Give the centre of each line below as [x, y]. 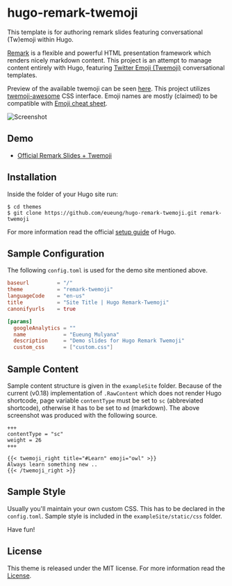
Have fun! [21, 529]
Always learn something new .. [52, 464]
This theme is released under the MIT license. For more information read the [116, 568]
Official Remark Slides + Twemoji [65, 155]
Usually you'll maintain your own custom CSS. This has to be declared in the [116, 508]
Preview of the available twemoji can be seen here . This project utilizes [109, 88]
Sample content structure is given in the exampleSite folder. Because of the [115, 385]
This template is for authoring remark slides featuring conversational [105, 32]
